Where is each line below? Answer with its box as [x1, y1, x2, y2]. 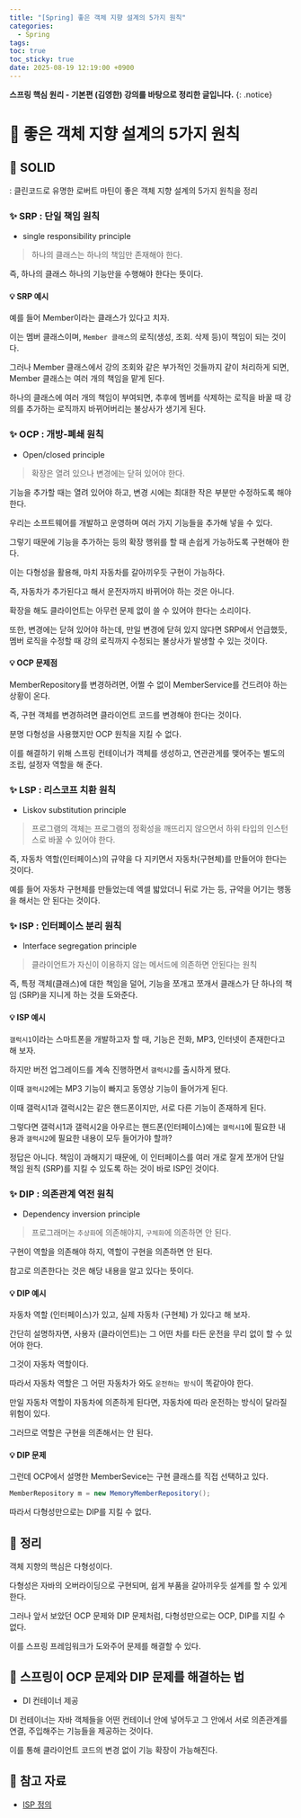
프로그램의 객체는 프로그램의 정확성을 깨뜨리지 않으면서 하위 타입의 [31, 824, 265, 834]
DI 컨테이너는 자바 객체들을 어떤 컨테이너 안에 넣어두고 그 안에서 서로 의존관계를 [9, 1714, 288, 1724]
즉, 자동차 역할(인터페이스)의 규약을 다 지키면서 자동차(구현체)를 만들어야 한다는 [9, 853, 288, 864]
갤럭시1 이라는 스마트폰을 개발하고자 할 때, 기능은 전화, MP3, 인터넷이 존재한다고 [9, 1033, 286, 1044]
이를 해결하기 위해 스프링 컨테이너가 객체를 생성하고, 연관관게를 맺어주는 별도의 [9, 747, 286, 758]
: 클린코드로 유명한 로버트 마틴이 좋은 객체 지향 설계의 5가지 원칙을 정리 [9, 185, 259, 196]
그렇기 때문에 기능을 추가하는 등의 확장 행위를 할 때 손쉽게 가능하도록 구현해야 [9, 536, 280, 547]
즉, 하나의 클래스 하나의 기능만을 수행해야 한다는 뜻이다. [9, 269, 204, 280]
